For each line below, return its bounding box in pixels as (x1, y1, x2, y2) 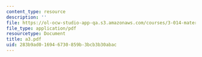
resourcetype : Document (6, 31, 66, 37)
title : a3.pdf (6, 36, 42, 42)
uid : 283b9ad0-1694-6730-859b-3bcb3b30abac (6, 42, 117, 48)
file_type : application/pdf (6, 25, 77, 31)
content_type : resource (6, 8, 66, 15)
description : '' (6, 14, 47, 20)
